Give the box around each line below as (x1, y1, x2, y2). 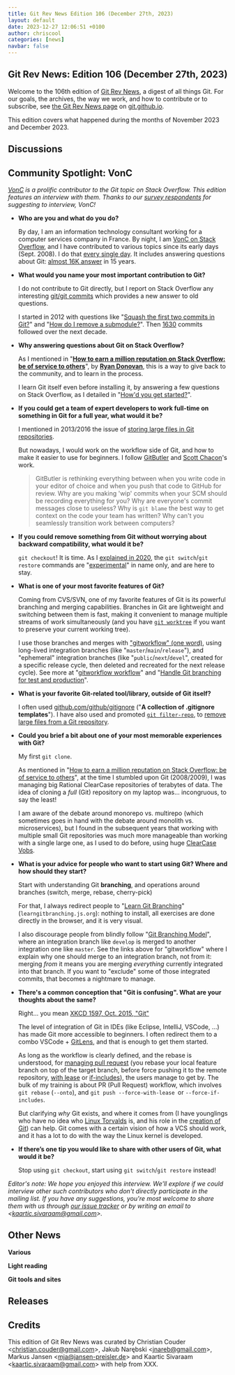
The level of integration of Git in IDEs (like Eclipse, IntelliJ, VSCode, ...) (17, 1023, 220, 1031)
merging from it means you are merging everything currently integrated (17, 960, 223, 968)
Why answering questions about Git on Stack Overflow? (17, 341, 184, 350)
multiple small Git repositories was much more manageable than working (17, 831, 227, 840)
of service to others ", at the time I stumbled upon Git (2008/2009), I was (17, 773, 226, 782)
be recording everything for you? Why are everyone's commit (35, 497, 213, 505)
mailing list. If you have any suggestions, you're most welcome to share (8, 1195, 215, 1203)
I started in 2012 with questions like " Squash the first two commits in (17, 312, 215, 322)
